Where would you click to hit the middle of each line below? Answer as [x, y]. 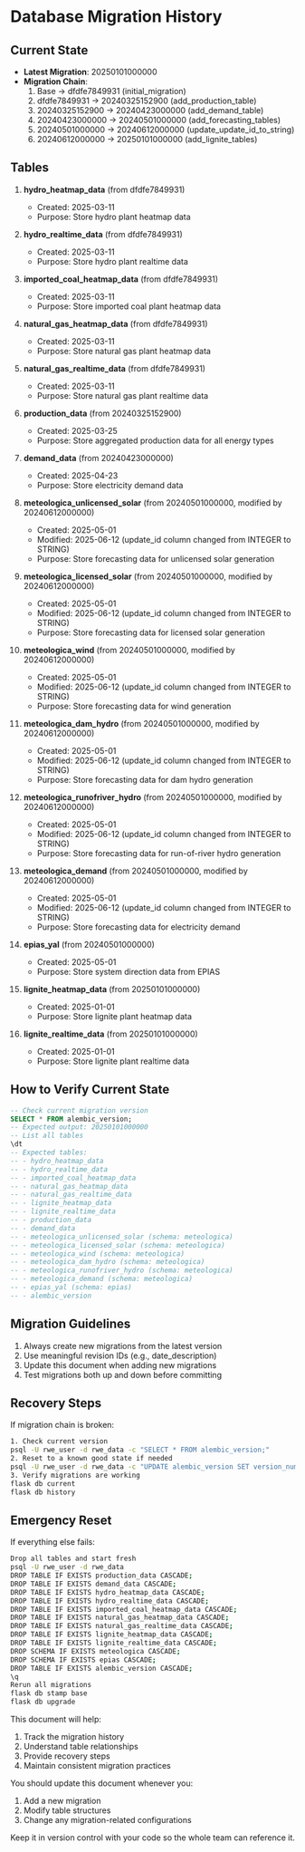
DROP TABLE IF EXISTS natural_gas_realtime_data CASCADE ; [122, 1626]
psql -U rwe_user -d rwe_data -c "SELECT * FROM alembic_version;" [140, 1450]
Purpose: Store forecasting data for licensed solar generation [151, 632]
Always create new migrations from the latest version [123, 1346]
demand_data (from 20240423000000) [99, 458]
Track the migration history [74, 1737]
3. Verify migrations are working [76, 1475]
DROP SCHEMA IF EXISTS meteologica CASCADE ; [95, 1651]
